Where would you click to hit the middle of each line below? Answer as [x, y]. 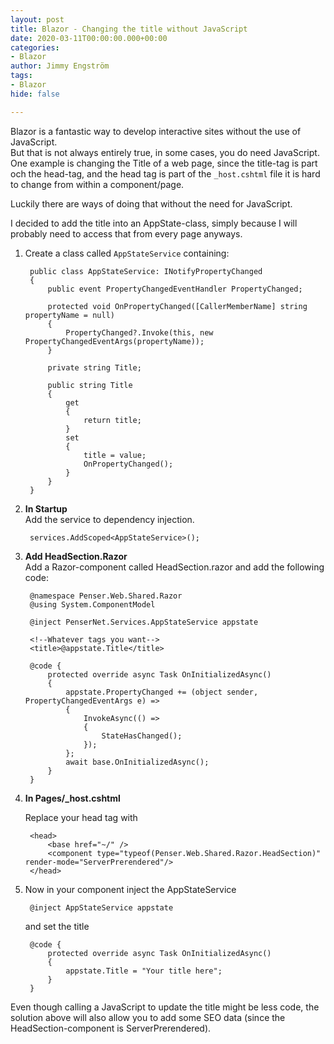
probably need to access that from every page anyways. [126, 233]
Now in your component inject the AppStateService [130, 889]
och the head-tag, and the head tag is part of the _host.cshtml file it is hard [165, 173]
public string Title [90, 385]
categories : [35, 47]
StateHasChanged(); [142, 736]
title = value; [115, 455]
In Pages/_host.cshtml [72, 798]
